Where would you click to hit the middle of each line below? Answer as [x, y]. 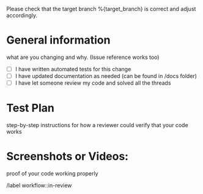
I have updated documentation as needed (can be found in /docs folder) [106, 76]
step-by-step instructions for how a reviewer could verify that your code [97, 125]
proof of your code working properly [53, 173]
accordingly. [22, 15]
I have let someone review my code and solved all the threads [93, 83]
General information [58, 40]
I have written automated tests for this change [73, 69]
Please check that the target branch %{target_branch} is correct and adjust [101, 9]
